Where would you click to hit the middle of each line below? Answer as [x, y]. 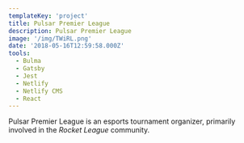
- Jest [27, 76]
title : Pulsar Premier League [59, 23]
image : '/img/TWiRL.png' [50, 38]
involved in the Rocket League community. [79, 130]
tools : [19, 53]
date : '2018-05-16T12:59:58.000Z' [67, 46]
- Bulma [29, 61]
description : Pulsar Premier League [70, 31]
